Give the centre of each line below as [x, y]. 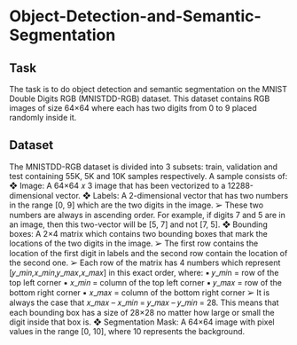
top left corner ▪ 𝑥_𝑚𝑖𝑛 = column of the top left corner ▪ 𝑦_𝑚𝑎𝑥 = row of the [145, 282]
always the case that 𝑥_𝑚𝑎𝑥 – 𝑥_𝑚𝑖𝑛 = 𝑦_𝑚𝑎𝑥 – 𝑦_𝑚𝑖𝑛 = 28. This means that [144, 302]
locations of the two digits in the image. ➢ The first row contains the [134, 243]
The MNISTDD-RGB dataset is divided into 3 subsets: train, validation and [143, 167]
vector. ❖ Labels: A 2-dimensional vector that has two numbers [172, 195]
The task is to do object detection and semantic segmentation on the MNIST [148, 89]
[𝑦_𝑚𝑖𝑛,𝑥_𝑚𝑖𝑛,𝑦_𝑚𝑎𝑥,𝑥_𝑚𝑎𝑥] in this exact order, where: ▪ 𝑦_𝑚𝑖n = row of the [144, 272]
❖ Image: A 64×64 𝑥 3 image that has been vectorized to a [117, 185]
